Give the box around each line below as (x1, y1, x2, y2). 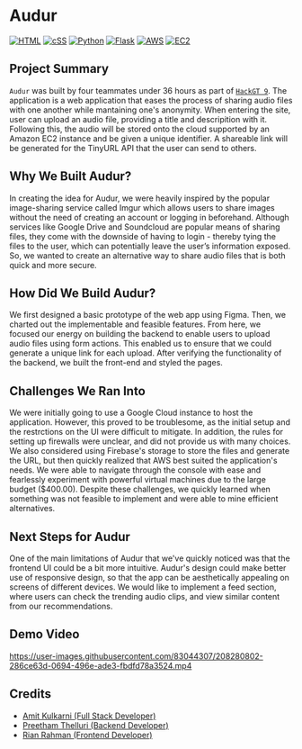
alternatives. (9, 503, 56, 514)
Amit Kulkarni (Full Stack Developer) (22, 710, 156, 721)
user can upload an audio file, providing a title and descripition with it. (9, 113, 268, 124)
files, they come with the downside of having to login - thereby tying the (9, 230, 277, 241)
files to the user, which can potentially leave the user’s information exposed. (9, 240, 291, 251)
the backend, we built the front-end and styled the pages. (9, 357, 223, 368)
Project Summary (9, 61, 110, 77)
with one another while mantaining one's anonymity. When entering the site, (9, 104, 291, 115)
